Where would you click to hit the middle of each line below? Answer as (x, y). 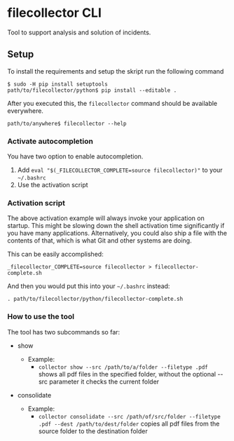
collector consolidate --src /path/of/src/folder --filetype (129, 416)
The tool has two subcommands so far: (64, 332)
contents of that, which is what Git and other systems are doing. (99, 240)
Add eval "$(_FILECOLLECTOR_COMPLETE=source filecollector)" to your (120, 170)
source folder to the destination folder (93, 431)
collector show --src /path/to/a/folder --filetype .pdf (123, 367)
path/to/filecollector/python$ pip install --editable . (92, 90)
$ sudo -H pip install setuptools (58, 84)
